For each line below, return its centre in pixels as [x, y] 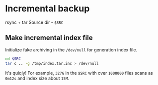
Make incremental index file [49, 38]
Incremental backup [47, 9]
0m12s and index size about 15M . [37, 78]
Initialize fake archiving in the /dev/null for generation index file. [71, 49]
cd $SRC [13, 59]
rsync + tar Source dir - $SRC [34, 22]
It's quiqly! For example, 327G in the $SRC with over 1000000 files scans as [79, 73]
